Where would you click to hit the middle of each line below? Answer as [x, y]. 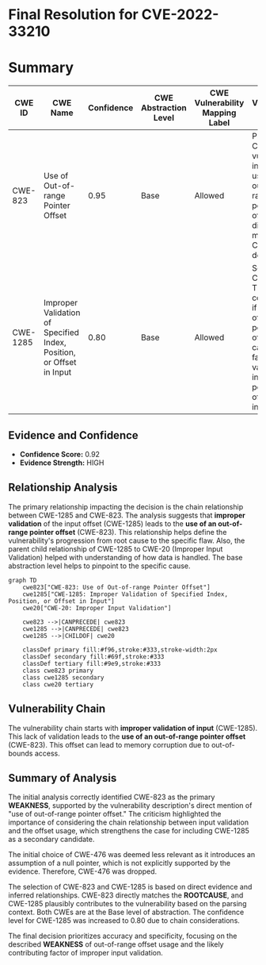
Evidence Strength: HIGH [62, 463]
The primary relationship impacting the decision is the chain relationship [126, 506]
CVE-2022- [180, 15]
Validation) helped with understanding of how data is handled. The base [125, 557]
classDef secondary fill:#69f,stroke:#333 [93, 656]
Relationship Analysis [63, 488]
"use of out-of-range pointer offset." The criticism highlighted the [115, 814]
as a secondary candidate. [51, 840]
